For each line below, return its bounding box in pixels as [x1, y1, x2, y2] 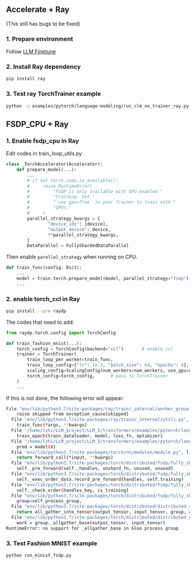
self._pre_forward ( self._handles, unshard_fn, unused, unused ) [16, 466, 174, 472]
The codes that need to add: [6, 319, 75, 326]
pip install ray [6, 76, 45, 82]
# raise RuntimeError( [27, 183, 93, 189]
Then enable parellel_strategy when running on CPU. [6, 254, 138, 261]
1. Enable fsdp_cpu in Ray [6, 137, 79, 145]
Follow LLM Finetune [6, 48, 57, 55]
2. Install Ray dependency [6, 63, 81, 71]
